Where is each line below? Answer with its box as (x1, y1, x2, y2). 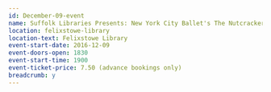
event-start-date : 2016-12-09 (8, 42, 110, 50)
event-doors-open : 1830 (8, 49, 89, 57)
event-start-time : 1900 (8, 57, 89, 65)
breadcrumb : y (8, 71, 56, 79)
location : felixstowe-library (8, 26, 110, 34)
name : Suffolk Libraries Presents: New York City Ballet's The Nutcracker (8, 19, 265, 27)
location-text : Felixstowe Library (8, 34, 128, 42)
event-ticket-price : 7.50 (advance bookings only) (8, 64, 182, 72)
